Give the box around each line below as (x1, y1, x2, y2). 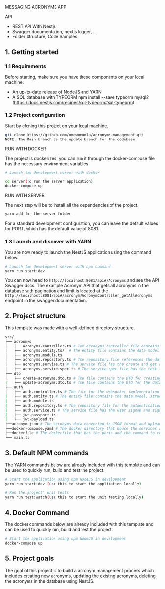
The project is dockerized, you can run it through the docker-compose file (5, 155, 155, 161)
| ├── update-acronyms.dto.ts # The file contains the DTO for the (5, 380, 151, 385)
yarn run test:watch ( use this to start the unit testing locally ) (5, 495, 144, 500)
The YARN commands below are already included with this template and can (5, 462, 160, 468)
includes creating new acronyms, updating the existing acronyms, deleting (5, 573, 156, 579)
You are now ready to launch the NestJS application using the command (5, 249, 151, 255)
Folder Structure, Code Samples (12, 34, 78, 39)
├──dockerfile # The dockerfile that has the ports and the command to (5, 431, 155, 436)
